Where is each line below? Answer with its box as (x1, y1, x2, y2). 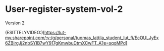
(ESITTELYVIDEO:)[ (5, 29, 45, 35)
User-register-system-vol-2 (5, 3, 123, 15)
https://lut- (44, 29, 66, 35)
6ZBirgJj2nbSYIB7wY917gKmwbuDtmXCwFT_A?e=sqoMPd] (5, 40, 128, 46)
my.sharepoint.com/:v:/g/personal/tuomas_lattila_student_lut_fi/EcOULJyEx (5, 35, 159, 41)
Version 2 (5, 20, 25, 26)
